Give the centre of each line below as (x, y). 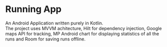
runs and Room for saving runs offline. (45, 39)
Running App (34, 9)
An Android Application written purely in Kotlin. (54, 23)
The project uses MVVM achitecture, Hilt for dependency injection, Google (83, 28)
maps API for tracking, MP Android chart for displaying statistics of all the (82, 33)
